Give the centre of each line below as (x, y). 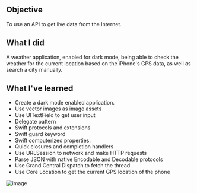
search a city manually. (34, 69)
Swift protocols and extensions (53, 128)
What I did (25, 43)
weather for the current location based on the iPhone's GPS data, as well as (99, 63)
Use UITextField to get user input (55, 115)
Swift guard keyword (40, 134)
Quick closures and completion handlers (64, 147)
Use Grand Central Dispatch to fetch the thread (72, 166)
